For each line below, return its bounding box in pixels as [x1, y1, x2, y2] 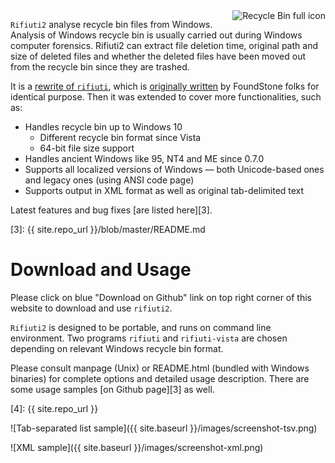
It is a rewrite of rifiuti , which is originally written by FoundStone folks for [10, 80, 320, 92]
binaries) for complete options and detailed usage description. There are [10, 372, 310, 384]
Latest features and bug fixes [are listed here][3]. [10, 204, 213, 216]
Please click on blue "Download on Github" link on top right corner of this [10, 291, 312, 303]
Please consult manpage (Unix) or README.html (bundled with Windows [10, 362, 310, 374]
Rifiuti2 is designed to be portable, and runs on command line [10, 321, 272, 333]
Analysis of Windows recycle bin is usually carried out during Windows [10, 29, 303, 41]
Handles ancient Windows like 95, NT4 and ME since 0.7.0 [24, 153, 265, 164]
